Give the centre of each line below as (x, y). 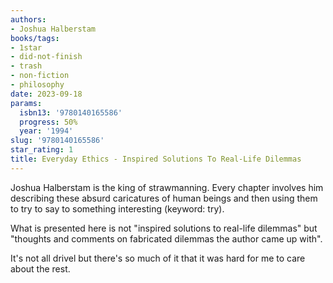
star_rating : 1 (42, 150)
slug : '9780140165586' (57, 141)
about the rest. (40, 268)
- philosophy (37, 85)
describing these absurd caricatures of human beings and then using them (164, 198)
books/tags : (35, 38)
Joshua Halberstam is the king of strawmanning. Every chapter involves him (167, 187)
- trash (26, 66)
